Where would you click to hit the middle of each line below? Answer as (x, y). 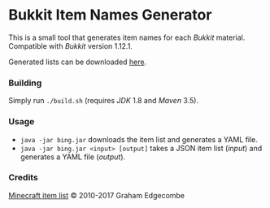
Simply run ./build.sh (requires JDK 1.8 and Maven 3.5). (104, 101)
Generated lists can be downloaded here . (78, 62)
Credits (23, 178)
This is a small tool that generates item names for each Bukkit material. (127, 37)
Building (25, 83)
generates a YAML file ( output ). (73, 157)
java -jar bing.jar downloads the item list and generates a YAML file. (139, 139)
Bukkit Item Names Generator (110, 15)
